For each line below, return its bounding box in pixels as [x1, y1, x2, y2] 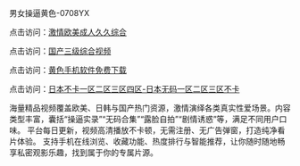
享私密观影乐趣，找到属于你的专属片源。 [9, 147, 158, 158]
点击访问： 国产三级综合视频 [9, 46, 112, 56]
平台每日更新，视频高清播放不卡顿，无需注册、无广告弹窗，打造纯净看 [26, 125, 286, 136]
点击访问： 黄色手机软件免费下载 [9, 65, 127, 75]
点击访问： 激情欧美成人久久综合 [9, 27, 127, 37]
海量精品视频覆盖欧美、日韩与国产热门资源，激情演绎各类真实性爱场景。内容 [9, 103, 291, 113]
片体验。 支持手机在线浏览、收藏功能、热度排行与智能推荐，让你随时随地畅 [9, 137, 286, 146]
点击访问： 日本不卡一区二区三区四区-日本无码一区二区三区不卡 [9, 84, 240, 94]
